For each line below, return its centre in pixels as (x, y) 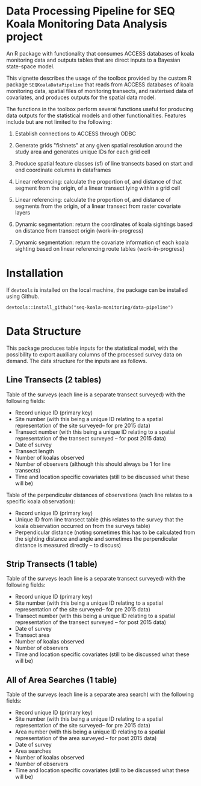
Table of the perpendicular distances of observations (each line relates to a (99, 495)
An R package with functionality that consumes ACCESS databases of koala (100, 53)
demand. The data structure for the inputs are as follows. (77, 361)
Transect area (32, 635)
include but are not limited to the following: (59, 121)
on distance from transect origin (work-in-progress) (79, 230)
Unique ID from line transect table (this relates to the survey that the (99, 519)
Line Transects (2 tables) (54, 380)
